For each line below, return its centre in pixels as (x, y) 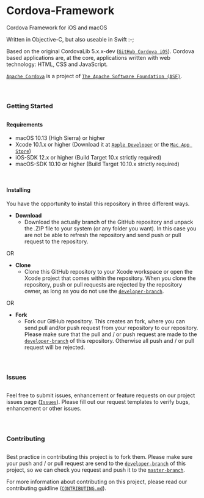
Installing (18, 189)
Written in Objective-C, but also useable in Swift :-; (70, 39)
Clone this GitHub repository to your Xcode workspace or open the (108, 271)
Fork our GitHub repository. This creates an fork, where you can (104, 321)
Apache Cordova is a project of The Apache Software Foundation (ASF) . (94, 76)
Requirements (25, 124)
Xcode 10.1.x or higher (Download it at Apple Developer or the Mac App (102, 145)
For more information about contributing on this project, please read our (97, 482)
